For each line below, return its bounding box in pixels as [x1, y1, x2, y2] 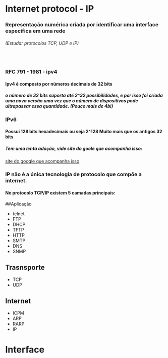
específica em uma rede [5, 27, 66, 34]
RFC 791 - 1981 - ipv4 [5, 68, 58, 75]
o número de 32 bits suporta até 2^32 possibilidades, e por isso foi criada [5, 92, 163, 99]
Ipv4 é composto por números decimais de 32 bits [5, 81, 113, 87]
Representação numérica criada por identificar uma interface [5, 21, 159, 28]
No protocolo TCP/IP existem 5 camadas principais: [5, 189, 116, 195]
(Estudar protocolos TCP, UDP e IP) [5, 40, 79, 46]
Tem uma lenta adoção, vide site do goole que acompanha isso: [5, 145, 143, 151]
